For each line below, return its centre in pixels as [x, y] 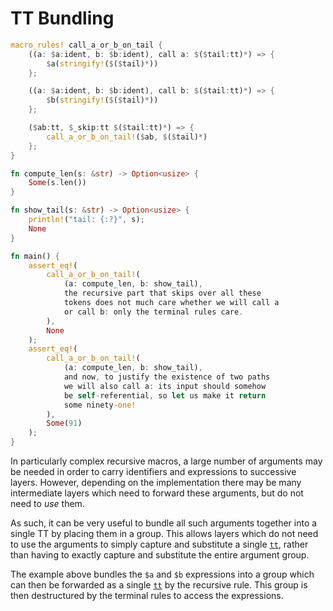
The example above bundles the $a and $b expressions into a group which [162, 574]
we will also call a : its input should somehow [165, 386]
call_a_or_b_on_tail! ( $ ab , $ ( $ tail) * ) [127, 137]
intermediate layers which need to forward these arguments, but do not [157, 493]
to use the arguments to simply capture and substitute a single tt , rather [159, 544]
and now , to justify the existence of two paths [167, 377]
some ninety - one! [100, 405]
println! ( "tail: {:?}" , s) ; [86, 220]
